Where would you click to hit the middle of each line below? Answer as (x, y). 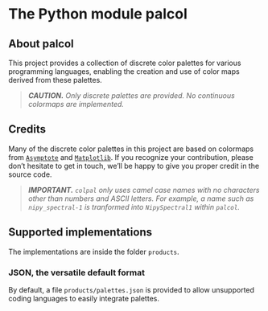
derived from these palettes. (55, 80)
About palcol (41, 44)
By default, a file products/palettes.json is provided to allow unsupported (132, 289)
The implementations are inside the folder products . (94, 252)
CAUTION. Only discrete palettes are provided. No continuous (131, 96)
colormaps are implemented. (76, 104)
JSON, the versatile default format (76, 272)
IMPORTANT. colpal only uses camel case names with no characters (144, 190)
